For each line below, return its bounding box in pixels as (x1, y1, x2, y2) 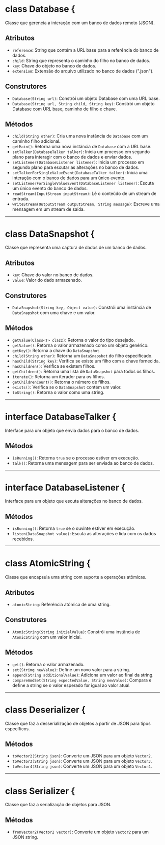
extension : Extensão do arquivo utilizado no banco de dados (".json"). (12, 68, 154, 74)
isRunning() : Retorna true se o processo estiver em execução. (12, 455, 139, 461)
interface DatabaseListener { (5, 482, 125, 493)
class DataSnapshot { (5, 228, 95, 239)
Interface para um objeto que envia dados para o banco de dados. (5, 427, 139, 433)
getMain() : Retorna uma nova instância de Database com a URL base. (12, 144, 152, 150)
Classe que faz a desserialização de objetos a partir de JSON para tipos (5, 720, 151, 726)
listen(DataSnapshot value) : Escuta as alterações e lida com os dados (12, 531, 156, 537)
